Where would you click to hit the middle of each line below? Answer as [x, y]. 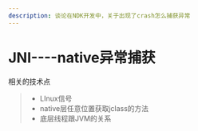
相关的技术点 [29, 81]
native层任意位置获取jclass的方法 [94, 108]
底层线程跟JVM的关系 [75, 118]
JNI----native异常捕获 [82, 58]
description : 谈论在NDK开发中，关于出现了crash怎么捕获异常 [99, 16]
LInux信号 [56, 98]
